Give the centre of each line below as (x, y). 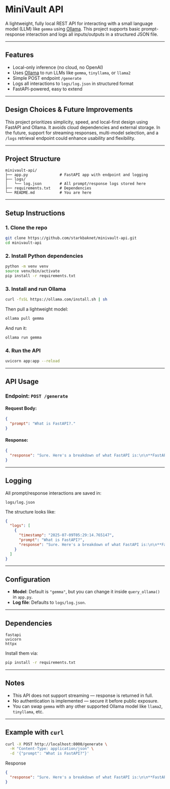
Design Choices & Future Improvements (69, 110)
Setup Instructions (35, 213)
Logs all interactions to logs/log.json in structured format (73, 83)
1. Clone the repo (26, 227)
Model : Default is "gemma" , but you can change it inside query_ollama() (86, 592)
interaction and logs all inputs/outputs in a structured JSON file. (92, 34)
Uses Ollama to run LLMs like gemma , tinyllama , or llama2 (71, 73)
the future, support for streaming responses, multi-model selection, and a (82, 133)
